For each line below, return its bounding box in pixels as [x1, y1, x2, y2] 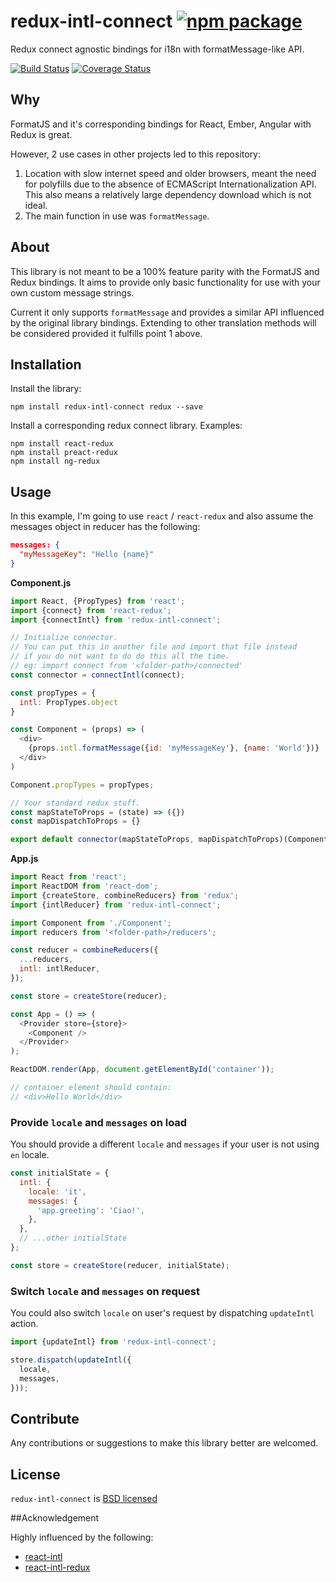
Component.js [10, 576, 72, 589]
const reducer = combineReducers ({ [10, 945, 159, 955]
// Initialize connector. [10, 633, 118, 643]
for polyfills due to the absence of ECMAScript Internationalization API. [24, 178, 317, 190]
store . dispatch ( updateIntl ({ [10, 1355, 132, 1365]
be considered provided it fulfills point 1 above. [10, 327, 203, 339]
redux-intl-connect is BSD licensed [10, 1493, 158, 1505]
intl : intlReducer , [19, 964, 101, 974]
